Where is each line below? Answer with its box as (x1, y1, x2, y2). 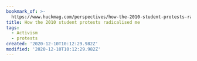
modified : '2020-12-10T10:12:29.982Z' (6, 46, 101, 52)
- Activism (11, 30, 38, 36)
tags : (6, 24, 19, 31)
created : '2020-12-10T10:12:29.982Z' (6, 41, 98, 47)
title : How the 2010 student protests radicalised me (6, 19, 141, 25)
